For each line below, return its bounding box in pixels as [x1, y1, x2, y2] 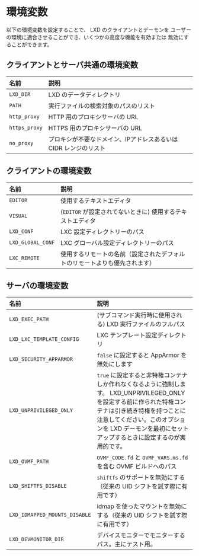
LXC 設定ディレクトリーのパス [60, 228, 145, 236]
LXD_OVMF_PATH [9, 458, 49, 465]
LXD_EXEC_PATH [9, 316, 49, 323]
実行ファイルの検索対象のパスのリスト [48, 101, 156, 110]
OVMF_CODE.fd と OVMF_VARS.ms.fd [97, 453, 188, 462]
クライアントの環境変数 [6, 166, 92, 176]
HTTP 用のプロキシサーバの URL [48, 113, 139, 121]
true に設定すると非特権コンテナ [97, 371, 188, 379]
